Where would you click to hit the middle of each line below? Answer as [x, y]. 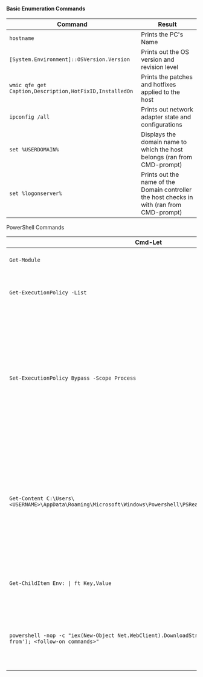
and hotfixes [159, 85]
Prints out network [167, 110]
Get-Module [25, 260]
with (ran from [161, 205]
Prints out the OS [165, 52]
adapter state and [166, 117]
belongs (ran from [166, 157]
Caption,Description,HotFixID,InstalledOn [71, 91]
